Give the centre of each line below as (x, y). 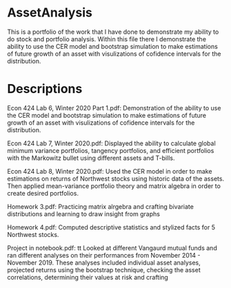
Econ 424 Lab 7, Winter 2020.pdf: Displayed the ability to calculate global (111, 143)
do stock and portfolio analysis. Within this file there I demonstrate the (107, 39)
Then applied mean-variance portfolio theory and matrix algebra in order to (114, 186)
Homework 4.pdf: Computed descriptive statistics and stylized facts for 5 (111, 227)
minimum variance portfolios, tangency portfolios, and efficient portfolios (111, 150)
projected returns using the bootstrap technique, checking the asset (104, 269)
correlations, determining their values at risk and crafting (88, 277)
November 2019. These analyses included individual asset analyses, (104, 263)
